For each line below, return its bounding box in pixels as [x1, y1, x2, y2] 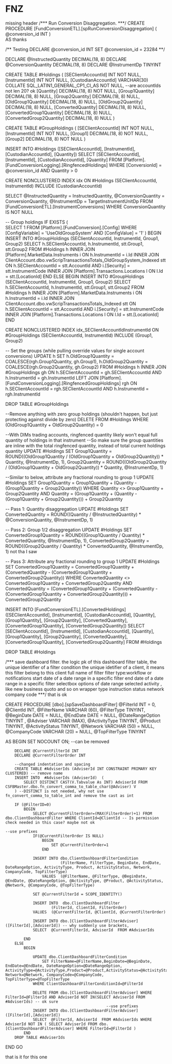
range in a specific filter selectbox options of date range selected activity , [5, 680, 162, 686]
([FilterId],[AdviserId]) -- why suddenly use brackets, [5, 923, 130, 928]
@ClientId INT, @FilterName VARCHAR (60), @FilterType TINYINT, [5, 707, 145, 713]
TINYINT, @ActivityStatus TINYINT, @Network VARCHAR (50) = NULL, [5, 723, 155, 729]
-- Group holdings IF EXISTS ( [5, 219, 68, 225]
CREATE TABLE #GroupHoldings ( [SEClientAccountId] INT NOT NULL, [5, 125, 155, 131]
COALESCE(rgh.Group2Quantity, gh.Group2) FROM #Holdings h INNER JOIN [5, 364, 166, 370]
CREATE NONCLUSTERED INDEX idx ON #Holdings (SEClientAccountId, [5, 177, 158, 183]
